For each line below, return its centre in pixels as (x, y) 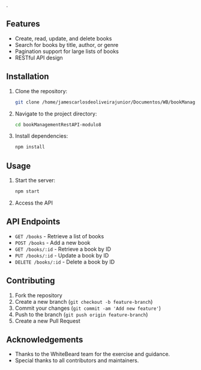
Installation (28, 77)
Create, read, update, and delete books (63, 39)
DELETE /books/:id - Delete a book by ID (65, 262)
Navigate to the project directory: (56, 114)
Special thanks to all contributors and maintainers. (77, 360)
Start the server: (35, 180)
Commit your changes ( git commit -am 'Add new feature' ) (88, 308)
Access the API (34, 203)
